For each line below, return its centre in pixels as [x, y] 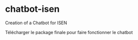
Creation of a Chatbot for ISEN [36, 23]
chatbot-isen [32, 9]
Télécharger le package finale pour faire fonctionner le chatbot [69, 32]
